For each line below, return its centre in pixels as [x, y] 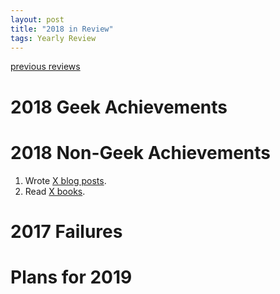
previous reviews [45, 67]
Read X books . [55, 191]
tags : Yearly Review [53, 38]
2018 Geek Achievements [119, 107]
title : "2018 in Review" [62, 29]
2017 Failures [66, 231]
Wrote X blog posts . [65, 180]
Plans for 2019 [71, 277]
